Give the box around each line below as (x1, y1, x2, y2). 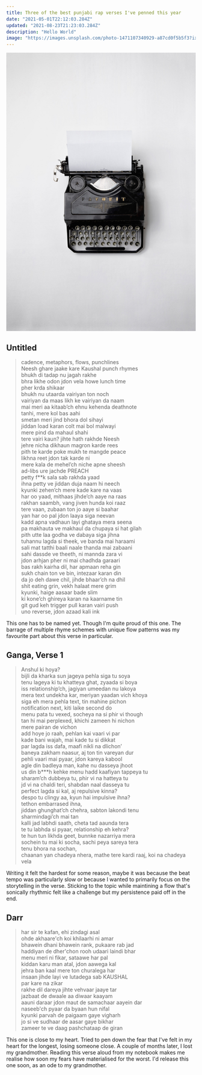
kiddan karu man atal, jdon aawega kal (20, 960, 117, 967)
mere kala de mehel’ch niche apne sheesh (20, 461, 126, 468)
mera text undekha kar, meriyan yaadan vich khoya (20, 692, 148, 699)
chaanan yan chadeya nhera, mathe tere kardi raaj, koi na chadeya (20, 852, 186, 859)
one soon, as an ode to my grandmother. (6, 1061, 107, 1068)
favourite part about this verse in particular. (6, 633, 114, 640)
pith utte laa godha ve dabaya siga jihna (20, 531, 120, 539)
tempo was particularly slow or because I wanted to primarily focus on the (6, 876, 191, 883)
